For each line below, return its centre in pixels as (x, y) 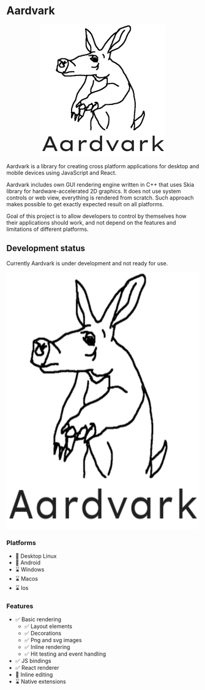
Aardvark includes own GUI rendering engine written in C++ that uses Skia (100, 184)
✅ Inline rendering (47, 647)
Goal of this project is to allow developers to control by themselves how (96, 216)
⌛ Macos (27, 579)
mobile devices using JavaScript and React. (61, 172)
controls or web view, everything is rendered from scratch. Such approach (100, 198)
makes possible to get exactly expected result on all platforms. (85, 204)
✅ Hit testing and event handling (65, 654)
